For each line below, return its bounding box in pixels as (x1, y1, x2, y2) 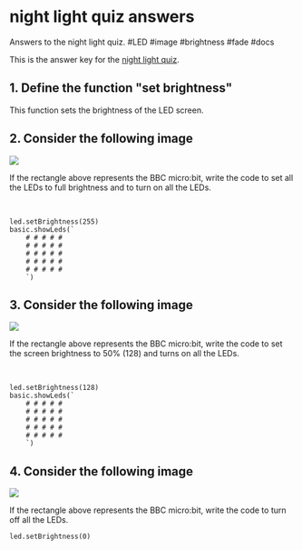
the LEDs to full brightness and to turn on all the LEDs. (9, 182, 211, 193)
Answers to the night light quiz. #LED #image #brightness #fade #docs (9, 36, 275, 47)
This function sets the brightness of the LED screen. (9, 105, 204, 115)
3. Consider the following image (9, 297, 193, 313)
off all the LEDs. (9, 515, 69, 525)
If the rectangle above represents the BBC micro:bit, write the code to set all (9, 172, 294, 183)
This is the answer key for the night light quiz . (9, 54, 180, 65)
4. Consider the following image (9, 464, 193, 479)
